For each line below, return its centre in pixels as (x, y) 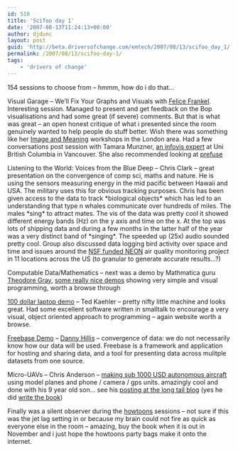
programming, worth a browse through (64, 287)
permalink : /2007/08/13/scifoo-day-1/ (65, 54)
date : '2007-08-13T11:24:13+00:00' (60, 27)
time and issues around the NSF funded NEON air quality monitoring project (118, 251)
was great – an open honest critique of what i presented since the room (112, 124)
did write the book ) (35, 397)
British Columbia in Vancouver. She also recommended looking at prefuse (115, 154)
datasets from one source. (46, 361)
